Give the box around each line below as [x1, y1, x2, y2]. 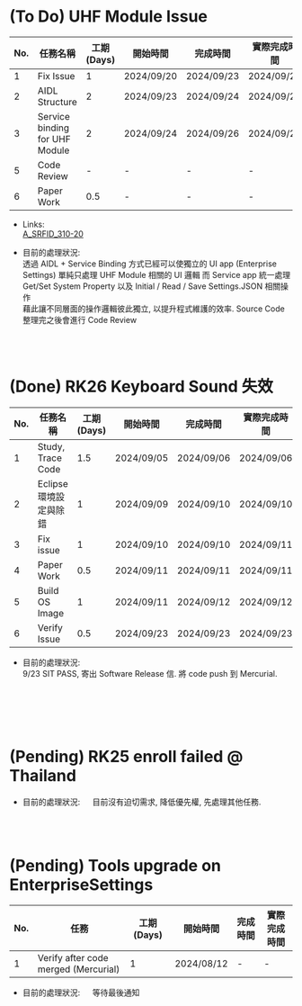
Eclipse [37, 477, 69, 490]
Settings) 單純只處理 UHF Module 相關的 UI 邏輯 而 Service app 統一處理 [22, 269, 290, 280]
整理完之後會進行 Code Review [22, 314, 138, 325]
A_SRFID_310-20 [22, 228, 84, 239]
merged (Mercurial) [37, 963, 120, 975]
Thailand [9, 766, 76, 786]
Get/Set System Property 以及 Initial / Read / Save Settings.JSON [22, 281, 263, 292]
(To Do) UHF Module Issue [9, 6, 209, 27]
